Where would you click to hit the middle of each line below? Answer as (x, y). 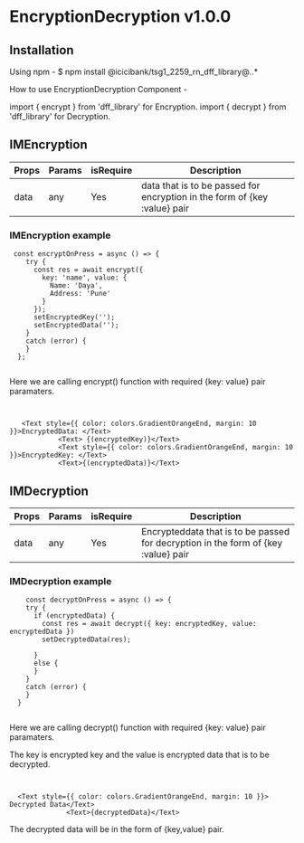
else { (46, 663)
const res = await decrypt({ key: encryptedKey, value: (149, 624)
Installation (42, 50)
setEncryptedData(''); (76, 326)
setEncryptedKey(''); (74, 317)
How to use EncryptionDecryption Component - (99, 89)
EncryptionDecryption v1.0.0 (120, 17)
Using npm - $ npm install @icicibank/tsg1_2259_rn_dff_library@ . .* (134, 71)
